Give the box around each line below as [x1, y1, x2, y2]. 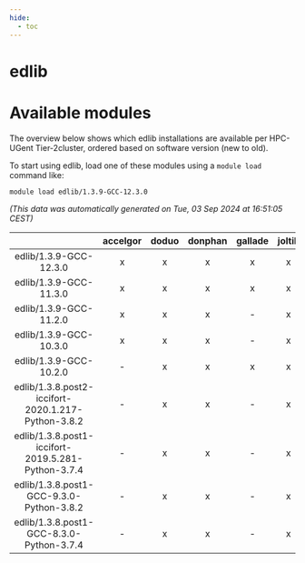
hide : [9, 13, 30, 23]
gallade [235, 234, 270, 246]
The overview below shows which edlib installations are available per [9, 133, 268, 144]
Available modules [9, 102, 152, 123]
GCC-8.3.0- [26, 527, 82, 539]
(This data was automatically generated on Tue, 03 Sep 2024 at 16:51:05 [9, 203, 283, 214]
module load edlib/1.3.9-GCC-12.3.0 [9, 187, 148, 196]
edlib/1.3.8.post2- [14, 380, 94, 393]
